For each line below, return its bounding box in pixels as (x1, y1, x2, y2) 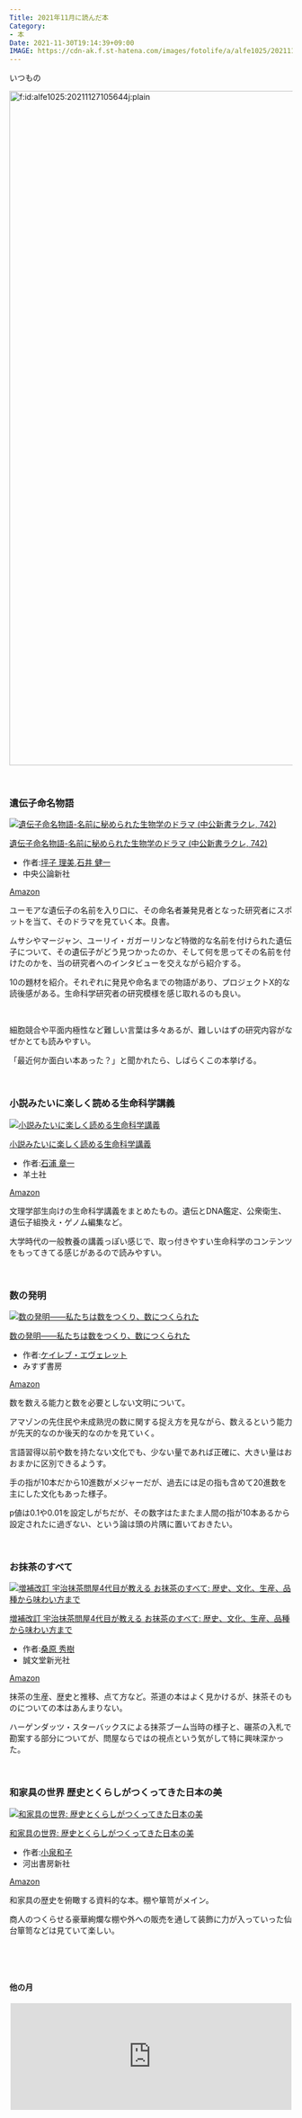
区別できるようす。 (40, 1458, 111, 1469)
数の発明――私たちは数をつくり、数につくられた (9, 1330, 191, 1341)
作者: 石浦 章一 (22, 1157, 75, 1168)
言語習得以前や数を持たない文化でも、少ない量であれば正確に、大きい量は (9, 1447, 285, 1458)
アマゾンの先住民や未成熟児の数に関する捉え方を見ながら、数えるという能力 (9, 1416, 293, 1427)
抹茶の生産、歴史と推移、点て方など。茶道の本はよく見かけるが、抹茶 (9, 1692, 270, 1702)
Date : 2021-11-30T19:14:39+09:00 (9, 38, 135, 48)
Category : (9, 22, 47, 31)
